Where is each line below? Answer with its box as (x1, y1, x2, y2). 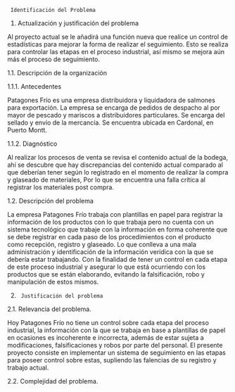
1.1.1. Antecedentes (7, 82, 62, 91)
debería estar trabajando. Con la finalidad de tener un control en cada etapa (7, 255, 227, 263)
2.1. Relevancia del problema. (7, 305, 91, 313)
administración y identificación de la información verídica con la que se (7, 248, 214, 256)
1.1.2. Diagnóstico (7, 139, 58, 148)
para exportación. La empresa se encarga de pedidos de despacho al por (7, 103, 220, 112)
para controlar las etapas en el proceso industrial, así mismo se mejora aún (7, 48, 225, 56)
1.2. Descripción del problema (7, 197, 94, 205)
